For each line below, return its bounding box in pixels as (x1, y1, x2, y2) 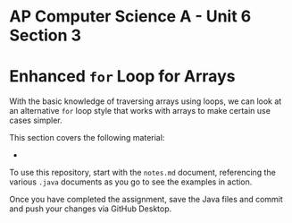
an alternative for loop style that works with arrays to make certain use (9, 106, 271, 116)
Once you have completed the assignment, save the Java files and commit (9, 194, 283, 205)
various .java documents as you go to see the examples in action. (9, 176, 253, 187)
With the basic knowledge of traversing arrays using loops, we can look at (9, 96, 282, 107)
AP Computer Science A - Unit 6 (9, 6, 252, 27)
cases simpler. (9, 115, 63, 126)
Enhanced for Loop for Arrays (9, 66, 236, 87)
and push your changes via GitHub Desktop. (9, 203, 172, 214)
